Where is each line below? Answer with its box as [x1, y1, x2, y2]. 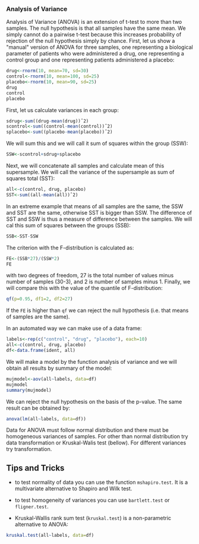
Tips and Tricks [6, 463, 65, 473]
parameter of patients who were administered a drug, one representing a [6, 50, 184, 57]
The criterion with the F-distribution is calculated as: [6, 244, 134, 251]
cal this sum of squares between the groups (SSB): [6, 221, 131, 228]
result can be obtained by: [6, 404, 70, 412]
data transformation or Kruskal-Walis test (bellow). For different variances [6, 439, 187, 446]
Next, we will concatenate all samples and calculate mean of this [6, 162, 165, 169]
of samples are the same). [6, 313, 70, 320]
